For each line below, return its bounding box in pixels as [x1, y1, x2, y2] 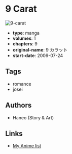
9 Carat [5, 3, 37, 15]
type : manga [12, 30, 40, 36]
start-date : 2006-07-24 [12, 52, 63, 59]
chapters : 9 [12, 40, 38, 46]
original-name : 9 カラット [12, 46, 68, 53]
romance [12, 81, 31, 87]
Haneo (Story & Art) [12, 114, 54, 120]
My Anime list [12, 143, 42, 149]
